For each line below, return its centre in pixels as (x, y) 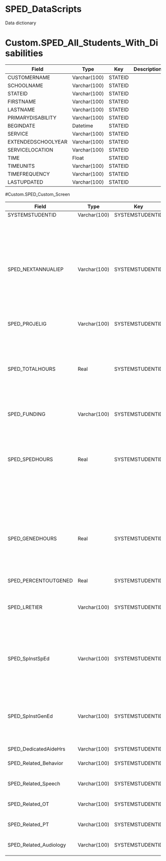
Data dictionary (21, 23)
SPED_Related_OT (28, 804)
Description (148, 69)
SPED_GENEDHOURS (32, 538)
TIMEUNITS (21, 166)
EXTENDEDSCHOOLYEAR (38, 142)
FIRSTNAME (22, 101)
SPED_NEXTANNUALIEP (36, 269)
